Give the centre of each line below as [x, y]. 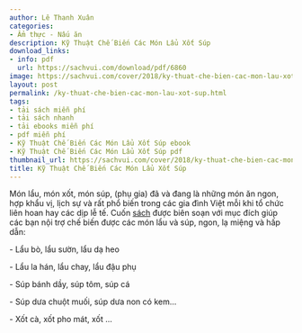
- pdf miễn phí [38, 135]
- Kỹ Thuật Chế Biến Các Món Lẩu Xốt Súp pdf [96, 151]
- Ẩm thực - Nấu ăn [46, 34]
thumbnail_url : [38, 160]
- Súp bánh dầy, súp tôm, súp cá [70, 284]
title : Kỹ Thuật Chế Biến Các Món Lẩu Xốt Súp [98, 168]
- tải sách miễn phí [48, 110]
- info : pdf [31, 59]
